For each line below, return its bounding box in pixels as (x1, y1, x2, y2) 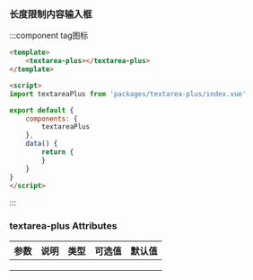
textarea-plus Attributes (9, 220, 118, 232)
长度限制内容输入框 (9, 7, 92, 20)
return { (41, 148, 74, 157)
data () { (25, 140, 58, 149)
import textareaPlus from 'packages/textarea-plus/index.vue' (9, 89, 247, 98)
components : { (25, 114, 78, 123)
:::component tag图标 (9, 30, 89, 41)
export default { (9, 105, 74, 114)
